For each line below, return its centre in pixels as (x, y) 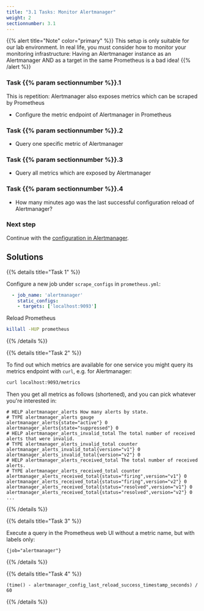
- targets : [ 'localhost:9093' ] (57, 306)
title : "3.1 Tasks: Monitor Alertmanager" (61, 12)
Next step (21, 224)
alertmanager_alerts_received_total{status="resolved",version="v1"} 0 (99, 487)
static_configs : (38, 301)
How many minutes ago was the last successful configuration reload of (104, 202)
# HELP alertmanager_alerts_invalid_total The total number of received (101, 434)
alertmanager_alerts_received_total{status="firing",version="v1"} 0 (97, 476)
